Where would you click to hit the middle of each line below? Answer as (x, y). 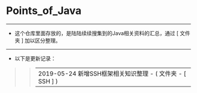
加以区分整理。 (43, 40)
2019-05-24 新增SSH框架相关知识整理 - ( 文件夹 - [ (112, 73)
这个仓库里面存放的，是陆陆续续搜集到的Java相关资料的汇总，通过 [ (96, 33)
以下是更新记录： (35, 58)
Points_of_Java (44, 11)
